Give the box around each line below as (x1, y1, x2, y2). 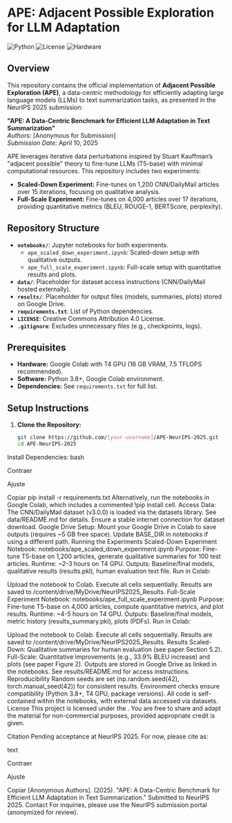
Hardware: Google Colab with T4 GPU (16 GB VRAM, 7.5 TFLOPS (17, 360, 202, 369)
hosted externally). (17, 285, 71, 293)
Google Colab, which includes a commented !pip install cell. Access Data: (7, 500, 216, 508)
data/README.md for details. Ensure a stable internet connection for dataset (7, 515, 225, 524)
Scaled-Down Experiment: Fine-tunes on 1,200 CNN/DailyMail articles (17, 180, 220, 188)
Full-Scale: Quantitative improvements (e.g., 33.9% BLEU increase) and (7, 653, 211, 661)
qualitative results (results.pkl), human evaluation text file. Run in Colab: (7, 567, 211, 575)
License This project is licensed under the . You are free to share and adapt (7, 704, 221, 712)
